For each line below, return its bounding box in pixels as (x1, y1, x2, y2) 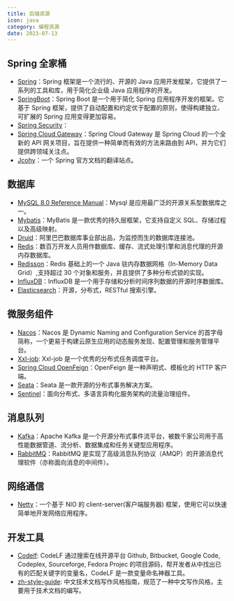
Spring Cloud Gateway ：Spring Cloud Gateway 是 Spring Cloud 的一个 (17, 130, 220, 139)
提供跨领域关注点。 (17, 148, 73, 156)
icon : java (7, 17, 39, 24)
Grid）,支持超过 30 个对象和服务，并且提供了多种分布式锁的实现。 (17, 268, 208, 276)
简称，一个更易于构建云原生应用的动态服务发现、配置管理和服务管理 (17, 337, 214, 345)
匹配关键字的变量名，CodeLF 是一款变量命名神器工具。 (29, 569, 189, 577)
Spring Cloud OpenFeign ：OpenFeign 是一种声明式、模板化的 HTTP (17, 363, 213, 372)
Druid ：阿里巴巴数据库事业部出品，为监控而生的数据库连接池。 (17, 233, 199, 241)
